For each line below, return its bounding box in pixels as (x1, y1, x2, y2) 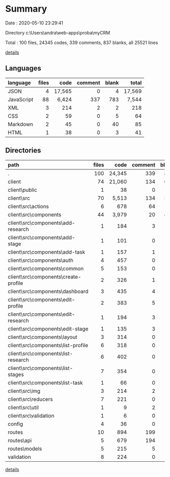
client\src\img (8, 387, 40, 394)
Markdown (8, 120, 33, 127)
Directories (5, 146, 41, 155)
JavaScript (8, 96, 34, 103)
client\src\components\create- (8, 273, 81, 280)
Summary (5, 3, 47, 15)
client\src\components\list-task (8, 379, 83, 386)
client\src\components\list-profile (8, 342, 89, 349)
